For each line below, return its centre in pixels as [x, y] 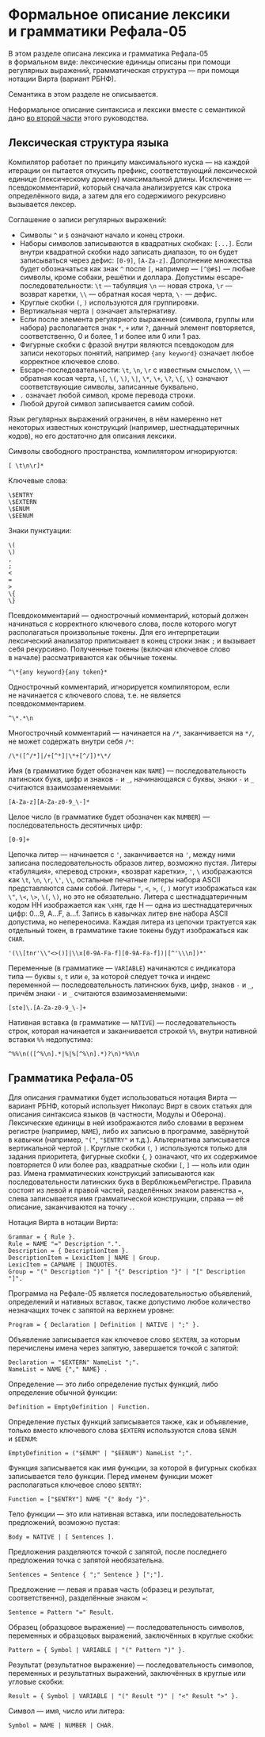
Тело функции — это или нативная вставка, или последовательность [125, 1514]
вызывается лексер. [42, 204]
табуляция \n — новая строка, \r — [173, 285]
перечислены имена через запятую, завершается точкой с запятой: [123, 1347]
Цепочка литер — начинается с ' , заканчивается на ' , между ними [122, 854]
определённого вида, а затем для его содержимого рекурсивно [117, 195]
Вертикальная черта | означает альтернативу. [98, 310]
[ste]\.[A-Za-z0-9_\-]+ [47, 1008]
